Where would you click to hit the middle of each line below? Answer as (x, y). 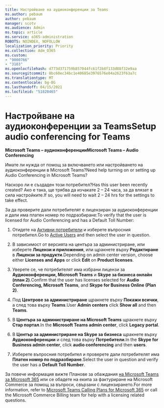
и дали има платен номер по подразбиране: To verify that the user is (76, 215)
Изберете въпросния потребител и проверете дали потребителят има (86, 354)
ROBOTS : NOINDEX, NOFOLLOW (33, 42)
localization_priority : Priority (39, 46)
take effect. (17, 200)
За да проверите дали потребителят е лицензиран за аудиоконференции (82, 210)
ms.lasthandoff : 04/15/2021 (34, 87)
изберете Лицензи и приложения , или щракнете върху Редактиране (85, 250)
